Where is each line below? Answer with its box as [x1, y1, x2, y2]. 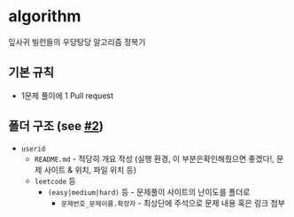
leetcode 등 [34, 175, 76, 186]
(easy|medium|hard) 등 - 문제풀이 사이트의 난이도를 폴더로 [47, 186, 251, 197]
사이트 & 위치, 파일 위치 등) [43, 164, 137, 174]
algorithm [8, 6, 81, 27]
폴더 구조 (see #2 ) [8, 119, 104, 134]
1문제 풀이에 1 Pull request [20, 90, 114, 101]
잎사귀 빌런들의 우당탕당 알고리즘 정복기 [8, 36, 146, 47]
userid [20, 144, 46, 153]
